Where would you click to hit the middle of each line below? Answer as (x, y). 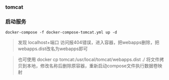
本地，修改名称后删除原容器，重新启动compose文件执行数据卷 (92, 66)
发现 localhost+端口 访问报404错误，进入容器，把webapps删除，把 (88, 43)
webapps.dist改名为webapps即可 (53, 49)
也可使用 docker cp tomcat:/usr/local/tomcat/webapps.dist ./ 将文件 (89, 60)
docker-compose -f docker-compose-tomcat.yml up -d (61, 32)
